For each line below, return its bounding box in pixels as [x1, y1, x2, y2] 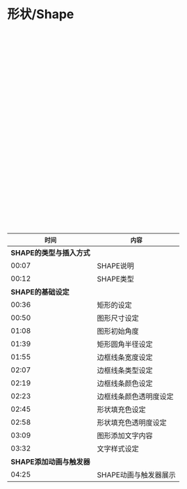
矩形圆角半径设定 [97, 339, 153, 349]
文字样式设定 [97, 444, 139, 453]
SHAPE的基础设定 [10, 287, 70, 297]
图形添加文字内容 [97, 430, 153, 440]
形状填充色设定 [97, 405, 146, 414]
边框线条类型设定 [97, 365, 153, 375]
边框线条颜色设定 [97, 378, 153, 388]
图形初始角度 [97, 326, 139, 336]
